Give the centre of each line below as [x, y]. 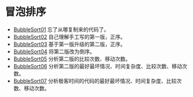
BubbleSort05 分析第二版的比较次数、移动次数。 [72, 59]
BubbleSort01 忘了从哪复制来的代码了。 [61, 29]
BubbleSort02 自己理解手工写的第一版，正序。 [70, 36]
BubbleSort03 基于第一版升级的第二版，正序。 [70, 44]
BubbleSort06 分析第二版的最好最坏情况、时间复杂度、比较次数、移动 [98, 66]
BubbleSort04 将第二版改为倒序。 [54, 51]
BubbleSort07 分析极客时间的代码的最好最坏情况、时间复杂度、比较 [95, 81]
